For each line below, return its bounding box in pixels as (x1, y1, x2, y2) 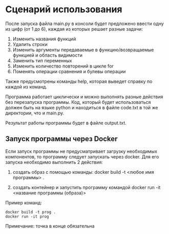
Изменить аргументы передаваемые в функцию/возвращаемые (12, 46, 154, 53)
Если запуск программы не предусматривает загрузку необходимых (5, 148, 158, 154)
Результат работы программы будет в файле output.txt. (5, 120, 126, 126)
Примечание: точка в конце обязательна (5, 223, 95, 229)
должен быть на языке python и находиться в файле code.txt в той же (5, 104, 158, 110)
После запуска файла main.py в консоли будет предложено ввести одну (5, 20, 164, 27)
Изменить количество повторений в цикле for (12, 63, 114, 69)
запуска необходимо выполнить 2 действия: (5, 159, 103, 165)
